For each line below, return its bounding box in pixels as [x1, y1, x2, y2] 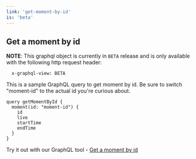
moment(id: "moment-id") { [11, 104, 79, 110]
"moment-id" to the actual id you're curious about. [6, 88, 131, 95]
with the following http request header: [6, 59, 102, 66]
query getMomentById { [6, 99, 63, 105]
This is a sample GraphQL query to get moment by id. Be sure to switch [6, 81, 183, 88]
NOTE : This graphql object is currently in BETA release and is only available [6, 52, 190, 60]
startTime [17, 120, 42, 126]
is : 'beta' [6, 14, 34, 20]
